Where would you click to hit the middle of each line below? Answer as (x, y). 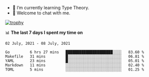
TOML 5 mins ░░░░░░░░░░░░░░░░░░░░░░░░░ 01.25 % (74, 70)
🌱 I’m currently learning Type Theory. (51, 8)
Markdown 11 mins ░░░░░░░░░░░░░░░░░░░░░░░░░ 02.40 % (74, 65)
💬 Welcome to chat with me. (41, 13)
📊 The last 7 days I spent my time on (44, 33)
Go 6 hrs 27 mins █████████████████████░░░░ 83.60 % (74, 52)
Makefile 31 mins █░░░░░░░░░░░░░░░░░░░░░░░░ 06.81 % (74, 57)
